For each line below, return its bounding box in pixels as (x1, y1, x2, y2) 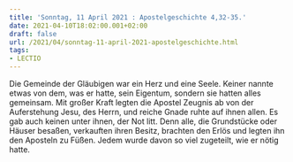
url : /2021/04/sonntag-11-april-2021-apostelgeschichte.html (9, 37, 239, 47)
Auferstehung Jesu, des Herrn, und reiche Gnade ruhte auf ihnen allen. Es (9, 107, 279, 117)
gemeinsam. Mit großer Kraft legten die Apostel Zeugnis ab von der (9, 97, 254, 107)
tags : (9, 46, 29, 55)
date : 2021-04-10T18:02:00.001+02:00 (9, 21, 148, 30)
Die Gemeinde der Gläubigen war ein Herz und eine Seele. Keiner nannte (9, 79, 274, 89)
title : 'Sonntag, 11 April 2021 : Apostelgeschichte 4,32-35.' (9, 12, 247, 22)
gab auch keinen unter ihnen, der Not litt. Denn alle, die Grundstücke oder (9, 116, 278, 127)
